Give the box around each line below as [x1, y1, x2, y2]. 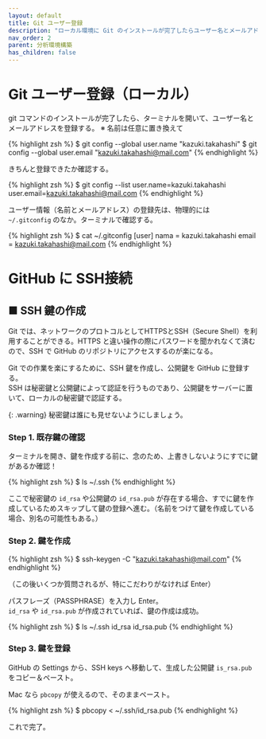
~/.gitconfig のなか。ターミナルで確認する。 [8, 214, 157, 224]
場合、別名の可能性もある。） [8, 514, 102, 523]
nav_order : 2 [8, 33, 52, 42]
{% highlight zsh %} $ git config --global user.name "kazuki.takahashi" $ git [8, 139, 257, 148]
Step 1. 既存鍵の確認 [8, 432, 86, 443]
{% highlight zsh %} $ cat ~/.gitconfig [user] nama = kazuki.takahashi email [8, 230, 256, 240]
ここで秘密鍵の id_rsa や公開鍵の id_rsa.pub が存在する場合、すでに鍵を [8, 494, 248, 503]
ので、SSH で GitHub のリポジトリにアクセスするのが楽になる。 [8, 346, 218, 355]
